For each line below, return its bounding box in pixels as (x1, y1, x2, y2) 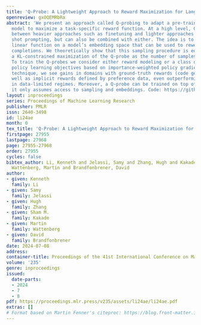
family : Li (11, 182, 39, 188)
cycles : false (6, 154, 42, 160)
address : (6, 248, 28, 255)
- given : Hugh (6, 198, 42, 204)
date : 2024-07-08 (6, 243, 50, 249)
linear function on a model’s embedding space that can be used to (11, 43, 184, 49)
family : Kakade (11, 215, 50, 221)
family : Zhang (11, 204, 47, 210)
